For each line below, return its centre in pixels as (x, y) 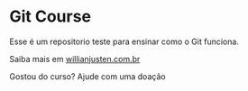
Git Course (51, 17)
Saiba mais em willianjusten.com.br (75, 59)
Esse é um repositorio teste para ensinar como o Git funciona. (124, 41)
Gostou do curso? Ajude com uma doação (87, 76)
